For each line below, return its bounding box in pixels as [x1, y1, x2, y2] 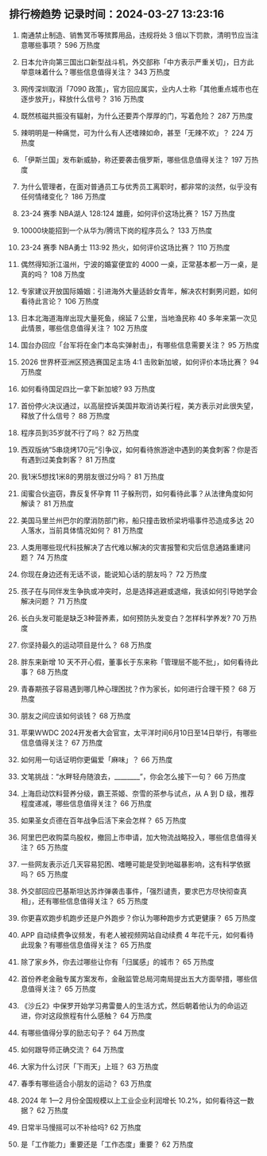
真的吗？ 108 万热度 [20, 269, 86, 279]
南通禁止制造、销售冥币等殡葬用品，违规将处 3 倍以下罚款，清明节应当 [20, 30, 253, 40]
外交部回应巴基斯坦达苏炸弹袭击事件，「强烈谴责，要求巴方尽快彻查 [20, 886, 241, 895]
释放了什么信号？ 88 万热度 [20, 411, 110, 420]
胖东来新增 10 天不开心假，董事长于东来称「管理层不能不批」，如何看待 [20, 657, 252, 666]
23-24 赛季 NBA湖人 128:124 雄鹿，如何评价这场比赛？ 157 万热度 [20, 208, 236, 218]
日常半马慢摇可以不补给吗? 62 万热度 [20, 1123, 142, 1132]
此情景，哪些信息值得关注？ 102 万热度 [20, 323, 148, 332]
